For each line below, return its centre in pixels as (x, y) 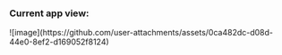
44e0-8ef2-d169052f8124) (59, 42)
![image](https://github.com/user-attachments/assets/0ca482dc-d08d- (141, 33)
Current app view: (49, 13)
